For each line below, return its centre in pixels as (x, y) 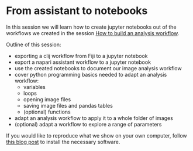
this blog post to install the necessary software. (63, 142)
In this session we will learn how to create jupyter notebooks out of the (91, 27)
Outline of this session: (34, 44)
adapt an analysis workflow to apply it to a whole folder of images (94, 118)
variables (34, 87)
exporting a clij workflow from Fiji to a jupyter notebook (81, 56)
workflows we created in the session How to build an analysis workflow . (93, 33)
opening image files (47, 99)
